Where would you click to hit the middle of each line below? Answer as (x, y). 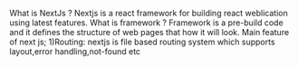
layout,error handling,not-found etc (75, 52)
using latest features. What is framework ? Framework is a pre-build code (146, 23)
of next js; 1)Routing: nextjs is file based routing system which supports (142, 42)
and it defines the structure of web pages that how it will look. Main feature (149, 32)
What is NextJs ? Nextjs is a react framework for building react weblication (149, 13)
